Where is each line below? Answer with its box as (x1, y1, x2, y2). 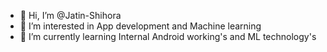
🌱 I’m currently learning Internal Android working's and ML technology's (19, 31, 317, 42)
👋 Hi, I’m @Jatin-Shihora (19, 10, 122, 21)
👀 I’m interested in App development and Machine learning (19, 20, 262, 32)
